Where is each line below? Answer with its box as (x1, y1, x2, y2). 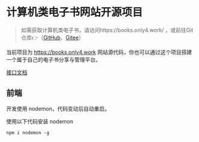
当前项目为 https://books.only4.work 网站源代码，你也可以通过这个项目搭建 (6, 49, 192, 56)
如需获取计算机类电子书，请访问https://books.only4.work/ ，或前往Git (20, 26, 194, 34)
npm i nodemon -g (6, 129, 50, 135)
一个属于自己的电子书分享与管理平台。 (6, 56, 101, 63)
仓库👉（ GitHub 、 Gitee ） (20, 34, 85, 41)
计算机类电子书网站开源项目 (6, 5, 143, 19)
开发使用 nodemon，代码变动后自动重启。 (6, 105, 110, 112)
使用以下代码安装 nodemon (6, 117, 74, 125)
